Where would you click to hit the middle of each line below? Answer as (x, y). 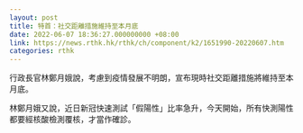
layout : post (34, 18)
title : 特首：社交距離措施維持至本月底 (74, 26)
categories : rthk (42, 51)
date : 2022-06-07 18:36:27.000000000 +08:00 (94, 34)
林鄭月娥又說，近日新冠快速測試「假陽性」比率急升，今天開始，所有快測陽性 (151, 108)
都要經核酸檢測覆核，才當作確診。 (73, 120)
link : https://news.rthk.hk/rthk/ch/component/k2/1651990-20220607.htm (147, 43)
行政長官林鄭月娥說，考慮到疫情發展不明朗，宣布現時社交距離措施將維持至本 (151, 78)
